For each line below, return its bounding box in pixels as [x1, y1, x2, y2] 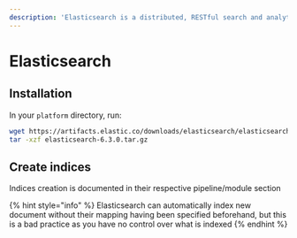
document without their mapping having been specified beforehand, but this [9, 210, 287, 220]
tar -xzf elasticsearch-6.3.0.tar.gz [9, 134, 148, 144]
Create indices [9, 159, 91, 174]
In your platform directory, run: [9, 110, 122, 120]
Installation [9, 86, 72, 102]
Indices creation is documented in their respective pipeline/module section [9, 183, 281, 194]
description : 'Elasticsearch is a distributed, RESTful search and [9, 12, 263, 22]
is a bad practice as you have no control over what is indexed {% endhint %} [9, 219, 288, 230]
